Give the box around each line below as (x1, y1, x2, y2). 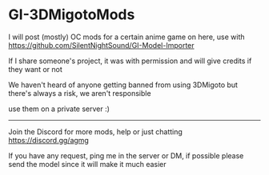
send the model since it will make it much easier (8, 159, 167, 169)
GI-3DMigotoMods (8, 6, 135, 24)
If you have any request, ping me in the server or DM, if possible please (8, 150, 244, 161)
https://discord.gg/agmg (8, 135, 90, 145)
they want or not (8, 64, 62, 74)
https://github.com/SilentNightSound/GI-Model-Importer (8, 40, 195, 50)
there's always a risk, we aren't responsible (8, 88, 151, 97)
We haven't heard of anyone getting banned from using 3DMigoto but (8, 80, 239, 89)
